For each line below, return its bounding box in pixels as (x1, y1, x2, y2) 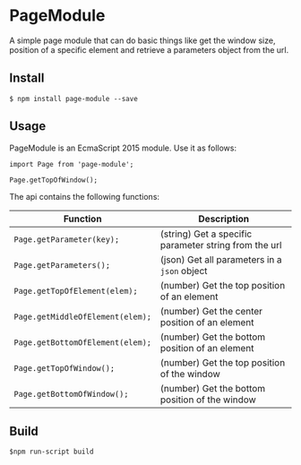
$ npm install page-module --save (9, 94, 139, 103)
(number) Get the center (159, 305, 262, 317)
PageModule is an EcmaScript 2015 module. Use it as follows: (9, 142, 237, 153)
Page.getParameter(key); (13, 234, 120, 245)
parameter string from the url (159, 238, 282, 251)
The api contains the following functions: (9, 191, 159, 202)
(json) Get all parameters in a (159, 253, 282, 265)
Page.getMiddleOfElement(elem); (13, 311, 152, 322)
